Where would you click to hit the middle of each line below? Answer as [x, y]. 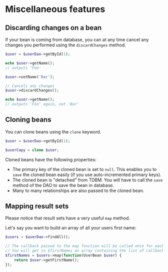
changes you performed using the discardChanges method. [65, 45]
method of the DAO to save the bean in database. [63, 185]
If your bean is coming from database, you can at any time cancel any [77, 39]
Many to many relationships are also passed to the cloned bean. [78, 190]
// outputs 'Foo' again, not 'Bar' [42, 104]
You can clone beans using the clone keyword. [53, 131]
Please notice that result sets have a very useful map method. [68, 218]
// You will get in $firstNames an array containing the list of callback [85, 251]
